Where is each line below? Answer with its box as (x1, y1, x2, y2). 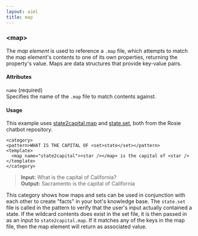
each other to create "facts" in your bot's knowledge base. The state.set (6, 198, 186, 205)
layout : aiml (6, 8, 39, 15)
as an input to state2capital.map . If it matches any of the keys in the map (6, 217, 185, 224)
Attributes (6, 74, 32, 81)
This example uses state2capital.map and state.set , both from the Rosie (6, 120, 181, 127)
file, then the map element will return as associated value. (6, 223, 147, 230)
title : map (6, 14, 33, 20)
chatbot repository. (6, 126, 53, 133)
